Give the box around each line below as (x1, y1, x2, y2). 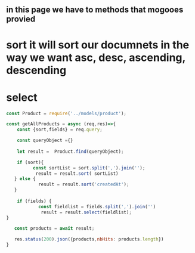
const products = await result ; (14, 226, 95, 232)
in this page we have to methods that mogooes (6, 5, 184, 15)
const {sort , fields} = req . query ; (17, 126, 103, 133)
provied (6, 14, 36, 24)
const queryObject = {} (17, 137, 73, 144)
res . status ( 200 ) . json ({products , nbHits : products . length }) (14, 236, 164, 242)
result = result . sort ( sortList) (35, 170, 119, 177)
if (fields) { (17, 198, 52, 204)
